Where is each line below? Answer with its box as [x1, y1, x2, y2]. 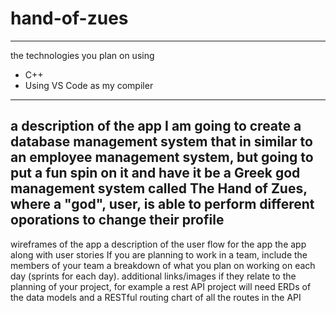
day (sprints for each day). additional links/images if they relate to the [10, 270, 297, 282]
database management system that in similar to [10, 133, 313, 151]
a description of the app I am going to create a [10, 118, 302, 135]
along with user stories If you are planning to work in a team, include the [10, 248, 308, 261]
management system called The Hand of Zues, [10, 180, 308, 197]
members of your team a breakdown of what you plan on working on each [10, 259, 316, 271]
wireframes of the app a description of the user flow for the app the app [10, 238, 307, 250]
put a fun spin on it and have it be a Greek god [10, 165, 301, 182]
